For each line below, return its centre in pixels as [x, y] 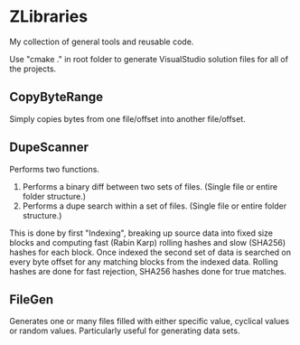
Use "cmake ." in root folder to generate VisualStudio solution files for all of [149, 59]
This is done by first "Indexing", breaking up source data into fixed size [141, 233]
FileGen [32, 299]
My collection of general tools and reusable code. [102, 42]
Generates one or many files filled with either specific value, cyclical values [150, 322]
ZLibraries [49, 17]
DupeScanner [49, 148]
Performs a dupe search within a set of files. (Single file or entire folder [155, 206]
